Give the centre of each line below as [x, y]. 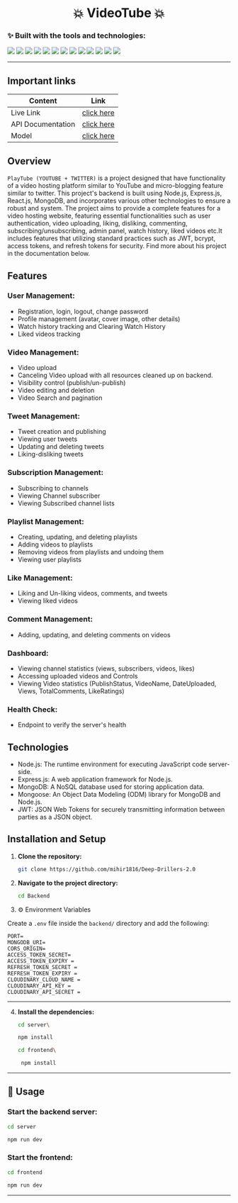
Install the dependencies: [56, 1012]
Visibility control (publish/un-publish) [72, 383]
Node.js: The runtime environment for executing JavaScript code [112, 764]
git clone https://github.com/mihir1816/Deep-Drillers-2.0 [107, 869]
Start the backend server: [52, 1112]
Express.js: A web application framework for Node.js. [95, 779]
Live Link [26, 113]
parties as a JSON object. [55, 817]
